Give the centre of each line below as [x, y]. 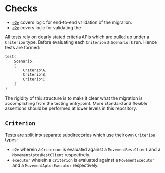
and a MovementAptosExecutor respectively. [55, 165]
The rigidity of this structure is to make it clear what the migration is [74, 98]
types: [12, 140]
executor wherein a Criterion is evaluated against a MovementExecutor [83, 160]
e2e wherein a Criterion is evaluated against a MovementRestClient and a [86, 149]
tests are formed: [23, 47]
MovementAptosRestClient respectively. [51, 155]
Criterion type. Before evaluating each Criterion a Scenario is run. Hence [81, 42]
